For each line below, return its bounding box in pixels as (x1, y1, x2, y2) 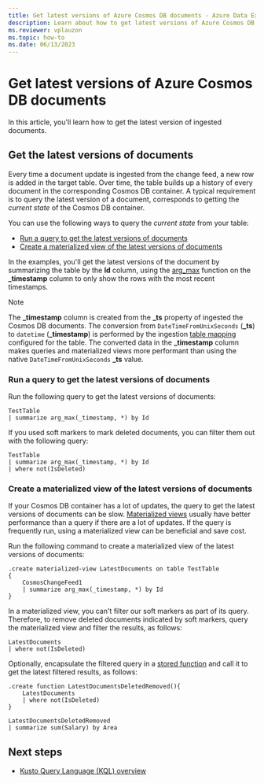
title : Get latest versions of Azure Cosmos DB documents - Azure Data (8, 11, 247, 20)
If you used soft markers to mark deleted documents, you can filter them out (8, 428, 255, 438)
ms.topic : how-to (8, 33, 65, 42)
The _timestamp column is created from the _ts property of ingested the (8, 312, 244, 322)
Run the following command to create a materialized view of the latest (8, 541, 234, 551)
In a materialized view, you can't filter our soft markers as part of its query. (8, 607, 249, 616)
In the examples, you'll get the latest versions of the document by (8, 257, 220, 266)
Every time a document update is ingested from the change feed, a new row (8, 169, 255, 179)
